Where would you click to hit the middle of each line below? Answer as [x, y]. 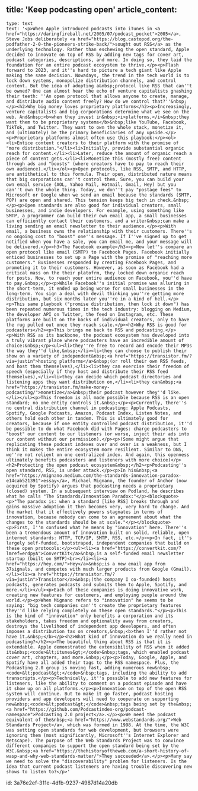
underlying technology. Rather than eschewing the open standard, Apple [98, 49]
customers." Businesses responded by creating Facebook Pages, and [91, 262]
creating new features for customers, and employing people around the [96, 595]
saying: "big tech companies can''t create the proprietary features [94, 605]
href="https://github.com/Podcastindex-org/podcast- [80, 709]
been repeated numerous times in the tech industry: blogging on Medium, [99, 309]
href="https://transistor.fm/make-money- [58, 387]
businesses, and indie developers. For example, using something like [95, 210]
